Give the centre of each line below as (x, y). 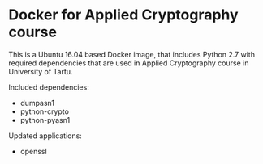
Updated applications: (45, 136)
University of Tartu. (41, 71)
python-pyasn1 (45, 120)
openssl (33, 151)
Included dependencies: (49, 87)
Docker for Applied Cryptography (123, 15)
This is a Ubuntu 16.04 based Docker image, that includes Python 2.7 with (132, 54)
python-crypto (44, 111)
